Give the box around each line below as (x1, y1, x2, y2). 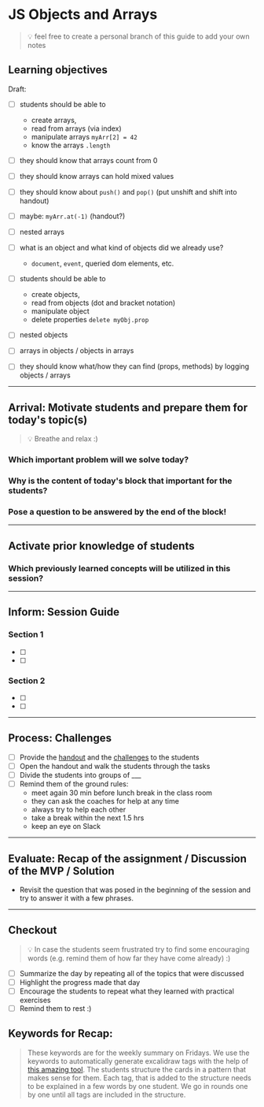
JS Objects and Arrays (8, 6, 158, 24)
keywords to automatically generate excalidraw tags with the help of (27, 1056, 249, 1065)
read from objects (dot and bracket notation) (31, 298, 176, 308)
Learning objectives (8, 63, 108, 76)
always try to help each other (31, 805, 126, 815)
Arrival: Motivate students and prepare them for (8, 400, 248, 414)
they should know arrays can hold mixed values (19, 171, 174, 180)
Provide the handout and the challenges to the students (19, 752, 200, 762)
